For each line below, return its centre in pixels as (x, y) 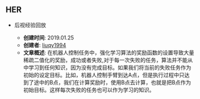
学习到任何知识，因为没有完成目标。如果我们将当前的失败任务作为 (110, 67)
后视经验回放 (30, 25)
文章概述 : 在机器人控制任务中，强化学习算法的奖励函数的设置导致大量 (109, 52)
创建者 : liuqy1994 (45, 45)
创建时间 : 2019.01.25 (49, 38)
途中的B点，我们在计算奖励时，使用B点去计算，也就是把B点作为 (113, 82)
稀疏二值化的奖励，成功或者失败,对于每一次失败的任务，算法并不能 (105, 60)
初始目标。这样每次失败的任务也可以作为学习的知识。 (89, 89)
